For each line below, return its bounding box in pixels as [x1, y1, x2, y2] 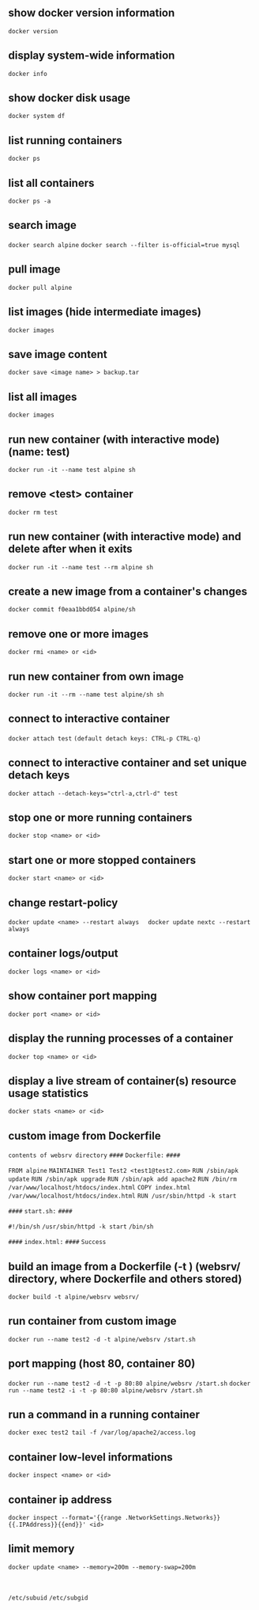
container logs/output [8, 946, 118, 961]
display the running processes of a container [8, 1032, 234, 1045]
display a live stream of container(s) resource [8, 1074, 237, 1087]
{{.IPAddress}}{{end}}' [8, 1521, 87, 1528]
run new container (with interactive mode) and [8, 530, 242, 543]
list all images [8, 390, 77, 403]
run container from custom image [8, 1315, 177, 1328]
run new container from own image [8, 669, 184, 683]
